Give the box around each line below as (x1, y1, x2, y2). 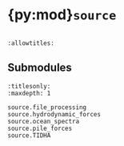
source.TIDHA (7, 131, 51, 140)
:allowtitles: (7, 39, 55, 47)
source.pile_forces (7, 124, 73, 132)
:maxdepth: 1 (7, 89, 51, 97)
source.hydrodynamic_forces (7, 110, 102, 118)
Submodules (7, 61, 73, 75)
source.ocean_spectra (7, 117, 80, 125)
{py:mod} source (7, 6, 117, 24)
